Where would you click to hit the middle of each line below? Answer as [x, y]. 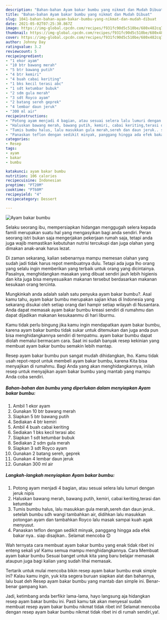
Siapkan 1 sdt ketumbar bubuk [44, 438]
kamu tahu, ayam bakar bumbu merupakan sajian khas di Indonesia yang [80, 299]
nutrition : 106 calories [31, 176]
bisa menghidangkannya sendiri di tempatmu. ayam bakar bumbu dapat [79, 335]
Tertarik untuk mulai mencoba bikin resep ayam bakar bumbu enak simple [81, 570]
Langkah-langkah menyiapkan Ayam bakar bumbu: [60, 475]
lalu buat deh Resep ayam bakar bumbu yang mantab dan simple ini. [75, 581]
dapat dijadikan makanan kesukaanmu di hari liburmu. [61, 315]
